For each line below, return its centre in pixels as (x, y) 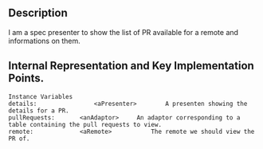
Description (38, 13)
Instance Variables (41, 96)
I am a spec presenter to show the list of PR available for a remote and (124, 32)
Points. (26, 78)
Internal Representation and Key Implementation (131, 66)
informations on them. (45, 41)
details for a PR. (39, 111)
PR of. (19, 139)
